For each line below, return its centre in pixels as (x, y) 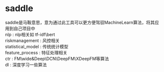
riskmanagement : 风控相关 (33, 40)
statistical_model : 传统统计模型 (37, 46)
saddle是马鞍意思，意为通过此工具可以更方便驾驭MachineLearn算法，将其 (80, 22)
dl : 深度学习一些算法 (26, 65)
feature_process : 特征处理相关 (36, 52)
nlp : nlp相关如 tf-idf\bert (30, 34)
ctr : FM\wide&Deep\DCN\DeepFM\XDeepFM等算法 (57, 58)
